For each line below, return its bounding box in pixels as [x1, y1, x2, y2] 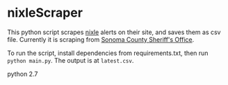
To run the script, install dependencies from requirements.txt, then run [7, 49, 209, 57]
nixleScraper [7, 5, 83, 21]
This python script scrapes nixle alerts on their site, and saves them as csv [7, 28, 221, 36]
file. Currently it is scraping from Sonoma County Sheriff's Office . [7, 35, 195, 43]
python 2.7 [7, 70, 38, 78]
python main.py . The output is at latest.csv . [7, 56, 134, 64]
